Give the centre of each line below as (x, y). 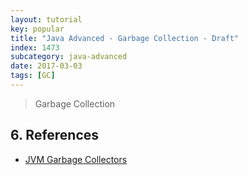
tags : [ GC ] (33, 76)
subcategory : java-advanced (69, 57)
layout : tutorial (46, 19)
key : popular (37, 29)
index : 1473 (35, 47)
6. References (55, 135)
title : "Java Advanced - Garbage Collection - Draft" (125, 38)
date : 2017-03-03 (46, 66)
